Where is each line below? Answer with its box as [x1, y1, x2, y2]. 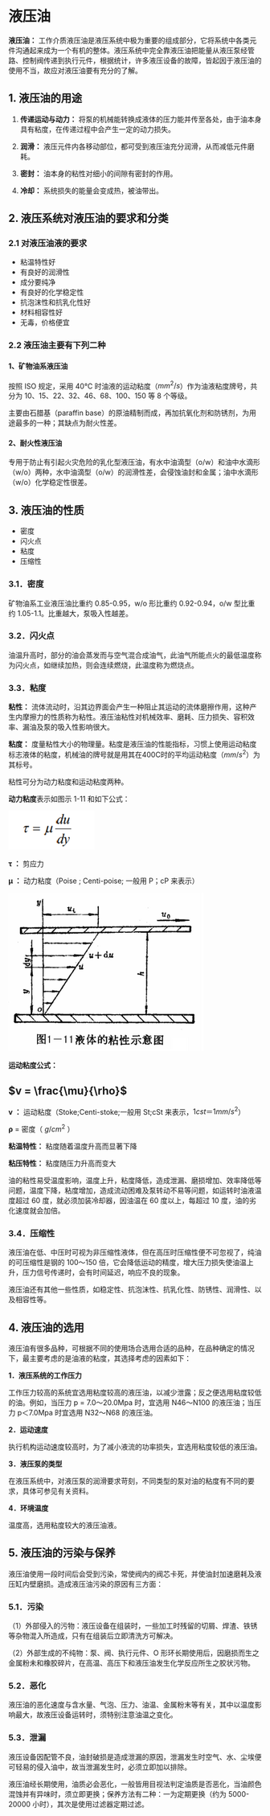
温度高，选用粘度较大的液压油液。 [8, 1521, 121, 1530]
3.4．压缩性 [8, 1227, 55, 1239]
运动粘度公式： [8, 1060, 58, 1070]
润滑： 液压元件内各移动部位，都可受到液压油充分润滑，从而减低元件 [19, 142, 247, 151]
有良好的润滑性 [19, 267, 70, 277]
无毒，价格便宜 [19, 318, 70, 327]
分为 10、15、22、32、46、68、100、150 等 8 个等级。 [8, 391, 192, 401]
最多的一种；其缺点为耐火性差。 [14, 418, 121, 428]
